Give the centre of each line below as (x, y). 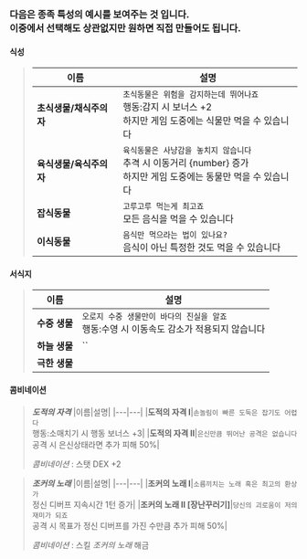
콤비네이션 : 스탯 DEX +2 (76, 464)
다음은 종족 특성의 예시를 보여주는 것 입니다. (100, 14)
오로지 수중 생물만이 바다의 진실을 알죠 (154, 316)
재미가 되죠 (50, 515)
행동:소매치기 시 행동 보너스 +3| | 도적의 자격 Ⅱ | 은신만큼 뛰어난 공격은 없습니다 (164, 433)
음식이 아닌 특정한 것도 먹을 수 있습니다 (202, 248)
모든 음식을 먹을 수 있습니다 (179, 219)
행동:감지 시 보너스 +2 (168, 107)
